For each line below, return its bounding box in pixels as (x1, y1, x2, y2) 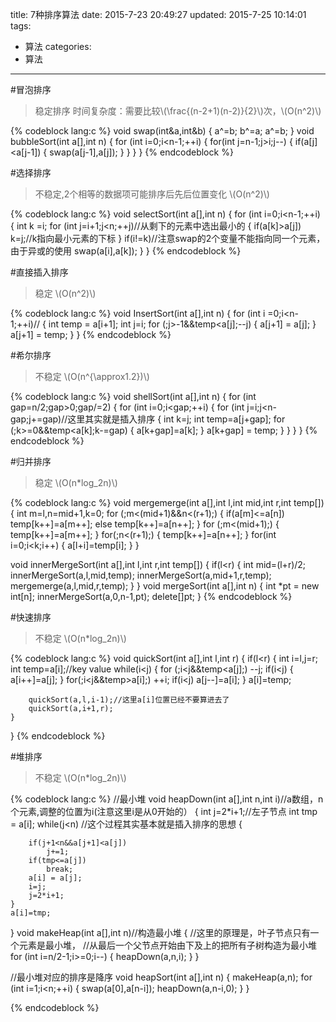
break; (46, 864, 74, 874)
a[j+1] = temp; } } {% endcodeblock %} (10, 329, 172, 340)
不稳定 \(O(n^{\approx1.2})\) (34, 371, 150, 382)
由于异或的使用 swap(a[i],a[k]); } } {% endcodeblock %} (10, 245, 242, 257)
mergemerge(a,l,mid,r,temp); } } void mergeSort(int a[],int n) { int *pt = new (10, 580, 320, 592)
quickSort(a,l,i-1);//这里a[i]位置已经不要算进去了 (28, 695, 230, 705)
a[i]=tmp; (10, 908, 52, 918)
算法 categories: (24, 41, 92, 52)
